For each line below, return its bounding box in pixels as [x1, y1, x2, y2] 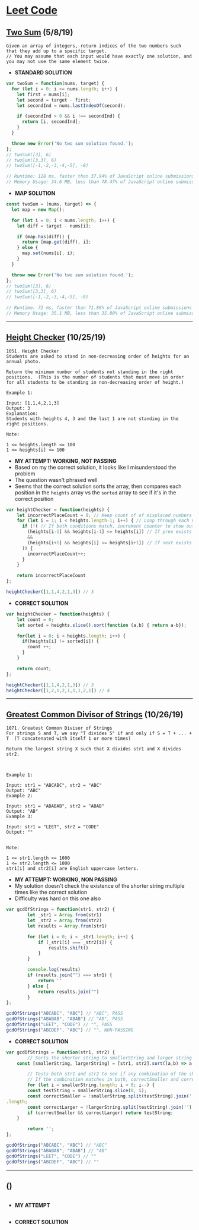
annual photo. [6, 358, 41, 364]
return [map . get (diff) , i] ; [21, 239, 92, 245]
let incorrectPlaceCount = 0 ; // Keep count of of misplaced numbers [17, 512, 192, 518]
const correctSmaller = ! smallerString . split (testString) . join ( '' [27, 1093, 195, 1099]
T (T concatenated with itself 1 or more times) [6, 736, 131, 742]
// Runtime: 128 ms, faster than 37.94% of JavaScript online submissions [6, 174, 195, 179]
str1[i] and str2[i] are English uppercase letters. [6, 866, 139, 872]
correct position [14, 495, 54, 502]
